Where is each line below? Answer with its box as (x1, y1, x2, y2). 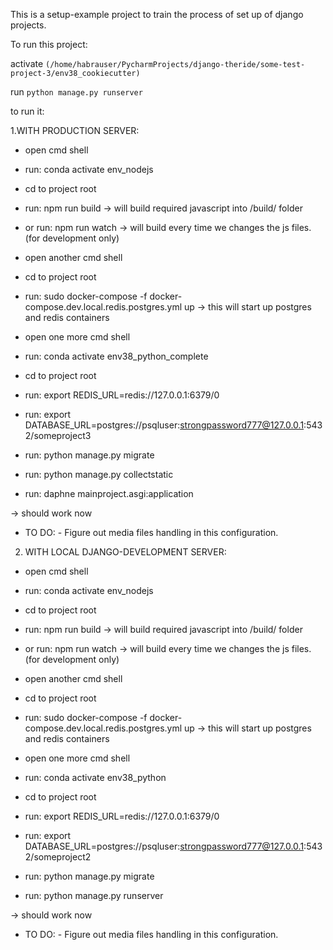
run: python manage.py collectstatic (24, 469, 174, 480)
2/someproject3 (24, 430, 92, 441)
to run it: (10, 105, 45, 117)
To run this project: (10, 39, 88, 50)
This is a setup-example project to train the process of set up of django (10, 9, 304, 20)
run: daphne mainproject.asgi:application (24, 488, 194, 499)
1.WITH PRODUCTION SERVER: (10, 125, 140, 136)
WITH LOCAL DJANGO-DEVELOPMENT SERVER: (24, 546, 227, 558)
